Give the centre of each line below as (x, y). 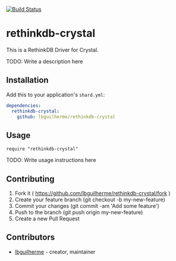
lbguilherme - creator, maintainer (55, 251)
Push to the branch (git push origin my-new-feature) (79, 212)
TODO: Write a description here (45, 61)
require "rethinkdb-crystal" (42, 149)
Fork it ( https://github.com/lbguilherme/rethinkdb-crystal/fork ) (92, 193)
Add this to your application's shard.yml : (56, 94)
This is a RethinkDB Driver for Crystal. (53, 50)
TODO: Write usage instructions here (51, 160)
